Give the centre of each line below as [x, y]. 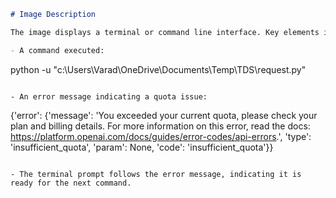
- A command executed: [57, 50]
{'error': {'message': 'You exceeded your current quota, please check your [164, 115]
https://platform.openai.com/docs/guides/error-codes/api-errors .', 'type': [161, 136]
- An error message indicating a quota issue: [109, 96]
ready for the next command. [71, 183]
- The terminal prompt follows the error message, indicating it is [156, 174]
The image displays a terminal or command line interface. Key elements [165, 32]
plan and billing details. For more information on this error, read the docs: [160, 126]
